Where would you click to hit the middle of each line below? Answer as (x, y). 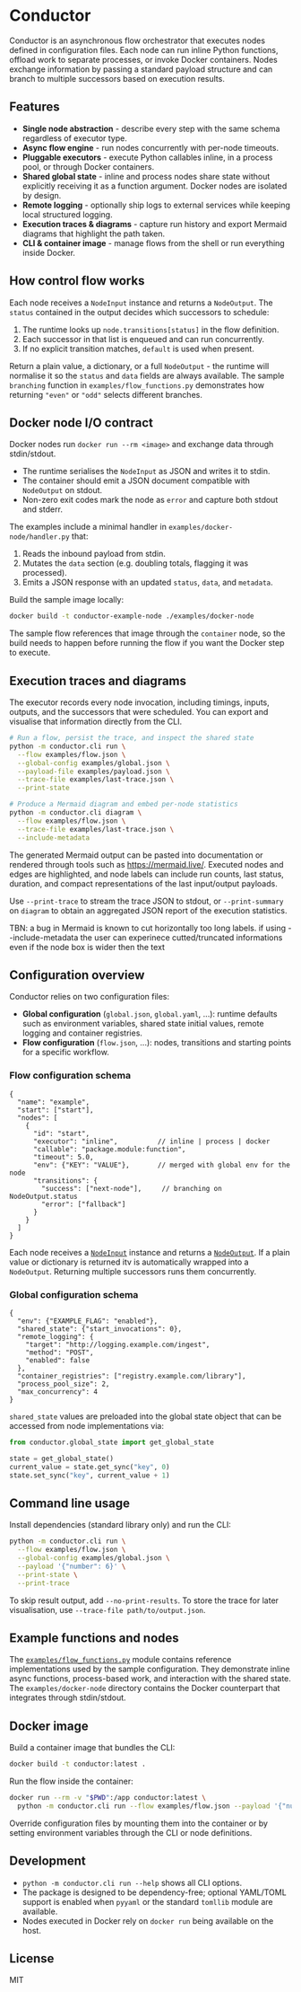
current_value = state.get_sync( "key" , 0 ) (90, 1467)
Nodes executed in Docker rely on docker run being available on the (148, 1921)
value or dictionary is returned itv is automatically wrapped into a (129, 1262)
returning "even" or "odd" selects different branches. (106, 394)
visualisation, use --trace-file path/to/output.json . (107, 1609)
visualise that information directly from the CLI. (96, 722)
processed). (44, 573)
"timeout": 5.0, (63, 1157)
